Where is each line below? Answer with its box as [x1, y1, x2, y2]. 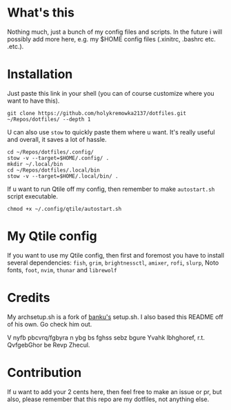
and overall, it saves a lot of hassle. [7, 135, 107, 143]
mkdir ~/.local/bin [7, 161, 63, 167]
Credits [7, 290, 50, 305]
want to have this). [7, 96, 60, 105]
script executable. [7, 192, 59, 201]
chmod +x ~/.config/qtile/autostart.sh [7, 205, 122, 212]
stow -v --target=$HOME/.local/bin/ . [7, 172, 119, 180]
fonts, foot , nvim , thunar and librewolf [7, 265, 117, 274]
